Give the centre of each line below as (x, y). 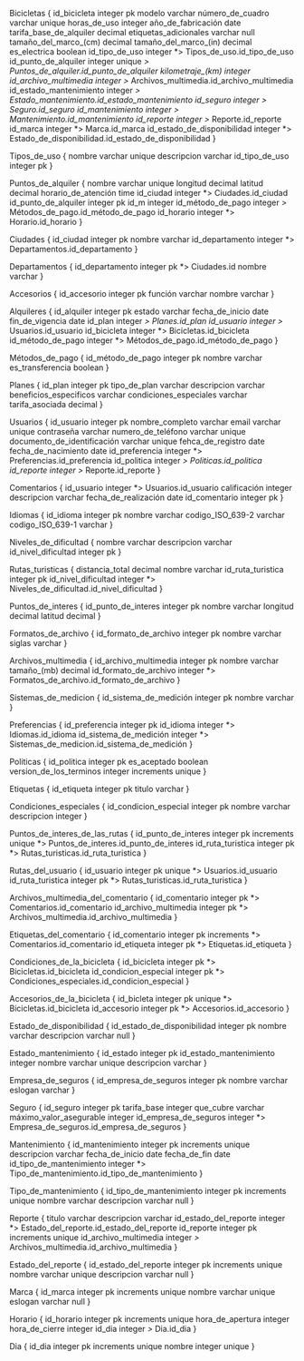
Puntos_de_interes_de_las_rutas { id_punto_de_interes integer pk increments (152, 833)
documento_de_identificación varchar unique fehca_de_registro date (137, 441)
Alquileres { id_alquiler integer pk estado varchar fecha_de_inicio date (139, 311)
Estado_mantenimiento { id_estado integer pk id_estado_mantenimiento (142, 1053)
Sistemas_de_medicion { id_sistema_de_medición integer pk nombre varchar (152, 697)
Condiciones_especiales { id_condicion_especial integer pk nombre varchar (150, 806)
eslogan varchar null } (50, 1302)
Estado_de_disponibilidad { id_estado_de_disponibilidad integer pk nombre (148, 1026)
